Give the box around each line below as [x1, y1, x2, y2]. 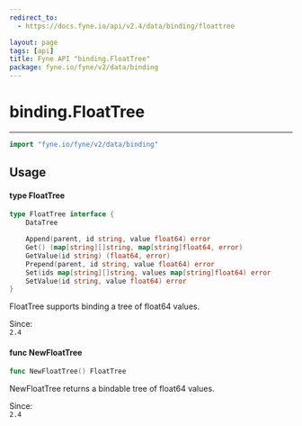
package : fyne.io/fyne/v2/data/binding [9, 63, 159, 72]
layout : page [9, 38, 58, 47]
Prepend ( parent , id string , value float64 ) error [25, 259, 216, 268]
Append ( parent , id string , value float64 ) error [25, 235, 211, 244]
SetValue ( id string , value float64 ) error [25, 276, 187, 286]
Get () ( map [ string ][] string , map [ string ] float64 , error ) [25, 243, 244, 252]
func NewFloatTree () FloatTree [9, 367, 127, 376]
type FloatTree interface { [9, 210, 115, 219]
